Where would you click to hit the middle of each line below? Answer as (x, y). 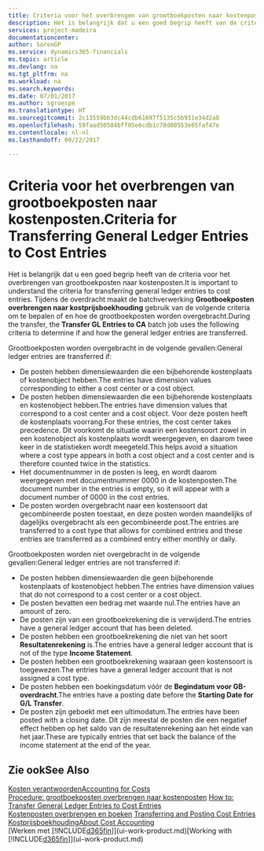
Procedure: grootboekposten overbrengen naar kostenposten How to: (121, 797)
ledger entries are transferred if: (60, 357)
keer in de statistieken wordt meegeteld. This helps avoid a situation (128, 447)
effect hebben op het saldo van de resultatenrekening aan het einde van (136, 728)
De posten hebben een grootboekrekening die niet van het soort (123, 636)
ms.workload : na (35, 81)
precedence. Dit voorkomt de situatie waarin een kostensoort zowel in (133, 431)
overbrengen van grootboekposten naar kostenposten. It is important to (123, 283)
